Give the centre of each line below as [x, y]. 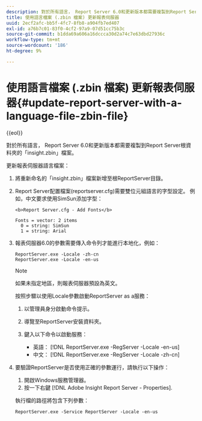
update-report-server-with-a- [105, 103]
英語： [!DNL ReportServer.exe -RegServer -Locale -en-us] [106, 347]
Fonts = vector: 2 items [46, 220]
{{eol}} [14, 132]
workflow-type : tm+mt [33, 40]
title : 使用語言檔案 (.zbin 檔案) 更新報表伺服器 [63, 17]
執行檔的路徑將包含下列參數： [52, 400]
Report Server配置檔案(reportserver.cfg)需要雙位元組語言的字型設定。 [102, 191]
